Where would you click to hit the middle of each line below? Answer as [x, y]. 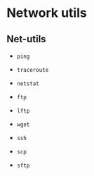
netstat [28, 84]
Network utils [47, 13]
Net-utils [26, 39]
